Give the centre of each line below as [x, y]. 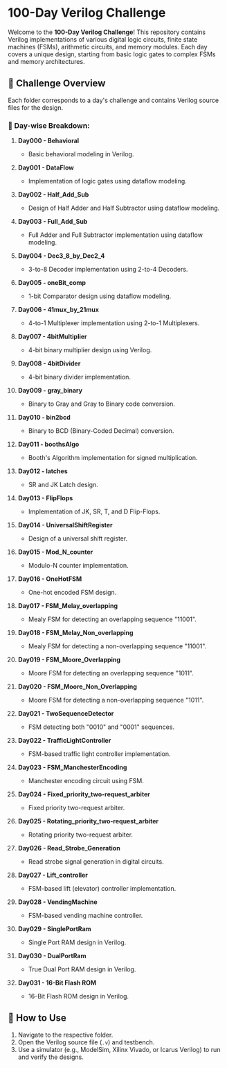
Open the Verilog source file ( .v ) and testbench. [86, 1042]
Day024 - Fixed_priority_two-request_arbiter [84, 794]
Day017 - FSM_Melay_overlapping [68, 606]
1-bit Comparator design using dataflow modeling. [100, 296]
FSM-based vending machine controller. [85, 916]
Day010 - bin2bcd [44, 418]
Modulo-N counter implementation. [78, 566]
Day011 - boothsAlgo [48, 444]
